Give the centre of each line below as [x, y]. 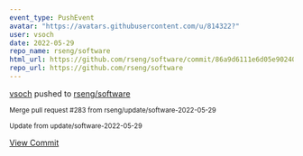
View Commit [34, 142]
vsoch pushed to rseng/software [70, 93]
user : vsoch [32, 34]
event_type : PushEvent [52, 18]
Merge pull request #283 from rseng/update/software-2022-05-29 [113, 110]
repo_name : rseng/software [60, 51]
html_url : [28, 60]
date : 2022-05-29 [42, 43]
